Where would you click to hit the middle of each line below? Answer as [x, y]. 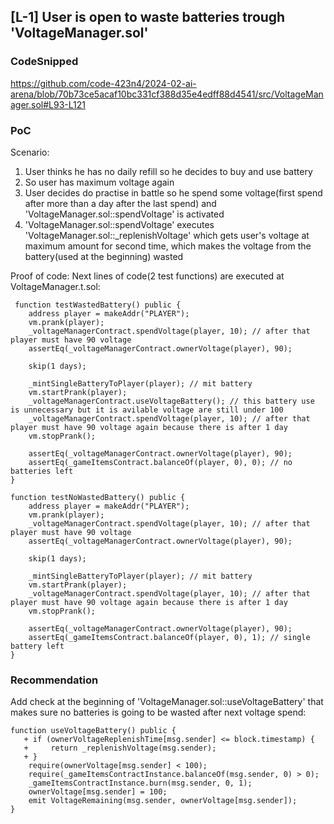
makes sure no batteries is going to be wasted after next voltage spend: [158, 712]
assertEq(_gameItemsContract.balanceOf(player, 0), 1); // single [169, 637]
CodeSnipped [44, 62]
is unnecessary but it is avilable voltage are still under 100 [147, 410]
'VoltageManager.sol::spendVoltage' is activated [124, 214]
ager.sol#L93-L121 [48, 104]
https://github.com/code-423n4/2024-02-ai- [103, 83]
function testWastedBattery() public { [98, 305]
